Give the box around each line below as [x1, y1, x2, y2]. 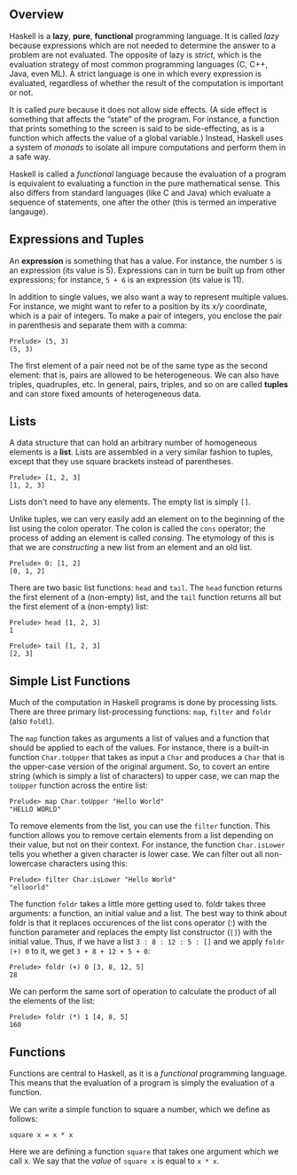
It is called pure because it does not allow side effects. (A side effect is [9, 104, 268, 114]
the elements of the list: [9, 996, 96, 1007]
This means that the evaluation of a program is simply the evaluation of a [9, 1078, 275, 1088]
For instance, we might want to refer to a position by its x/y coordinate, [9, 300, 268, 311]
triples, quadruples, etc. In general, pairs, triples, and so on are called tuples [9, 378, 288, 389]
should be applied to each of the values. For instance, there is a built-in [9, 743, 270, 753]
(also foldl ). [9, 716, 55, 727]
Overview [9, 7, 65, 22]
